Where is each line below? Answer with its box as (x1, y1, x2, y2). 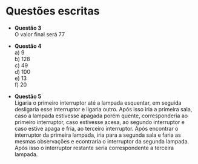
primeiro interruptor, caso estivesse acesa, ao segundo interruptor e (14, 118, 185, 125)
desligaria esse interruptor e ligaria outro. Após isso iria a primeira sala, (14, 105, 193, 113)
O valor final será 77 (14, 30, 65, 38)
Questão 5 (14, 93, 42, 100)
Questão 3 (14, 24, 42, 31)
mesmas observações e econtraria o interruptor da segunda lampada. (14, 137, 190, 145)
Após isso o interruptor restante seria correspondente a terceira (14, 144, 174, 151)
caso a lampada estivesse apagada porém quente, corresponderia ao (14, 112, 188, 119)
